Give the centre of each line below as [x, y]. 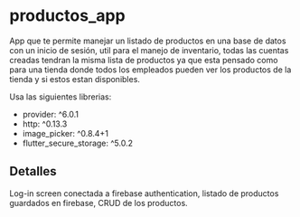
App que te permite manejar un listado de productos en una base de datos [148, 41]
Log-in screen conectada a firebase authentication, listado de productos [144, 193]
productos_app [67, 16]
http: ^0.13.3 [45, 124]
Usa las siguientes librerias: [61, 97]
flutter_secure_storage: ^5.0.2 [78, 143]
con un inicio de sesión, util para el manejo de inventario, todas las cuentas [149, 50]
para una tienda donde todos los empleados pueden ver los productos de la [150, 70]
